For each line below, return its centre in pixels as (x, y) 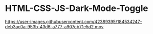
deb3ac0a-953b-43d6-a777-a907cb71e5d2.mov (54, 26)
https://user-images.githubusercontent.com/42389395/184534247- (74, 22)
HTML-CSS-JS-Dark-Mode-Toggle (76, 8)
